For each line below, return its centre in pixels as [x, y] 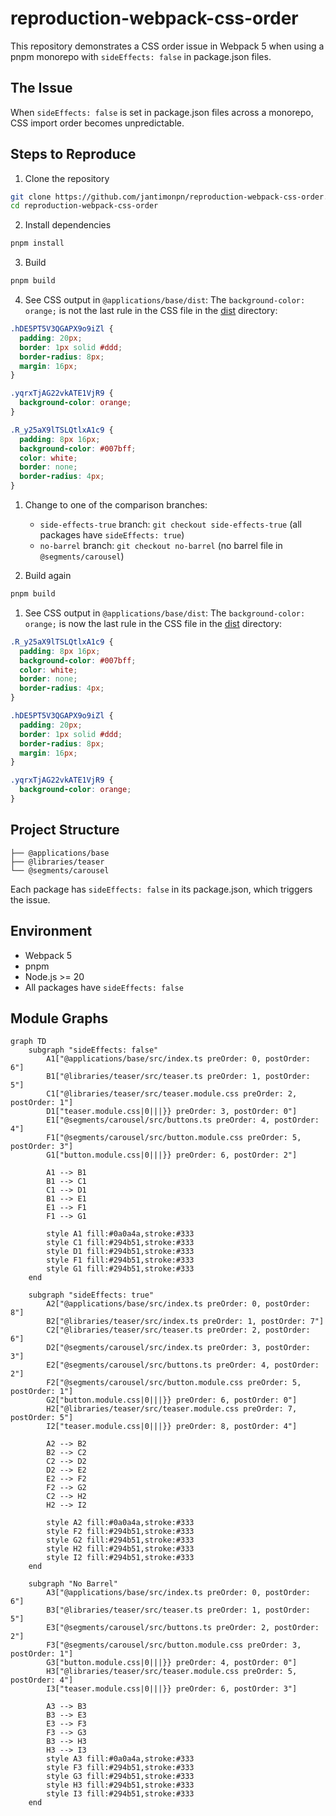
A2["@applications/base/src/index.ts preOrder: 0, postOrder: [178, 1304]
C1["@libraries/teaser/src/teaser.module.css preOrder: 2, [172, 1094]
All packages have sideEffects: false [104, 987]
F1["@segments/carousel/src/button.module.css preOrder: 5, [174, 1138]
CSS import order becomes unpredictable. [97, 123]
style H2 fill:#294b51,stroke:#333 [120, 1549]
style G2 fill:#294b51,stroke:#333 [120, 1540]
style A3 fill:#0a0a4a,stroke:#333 [120, 1759]
